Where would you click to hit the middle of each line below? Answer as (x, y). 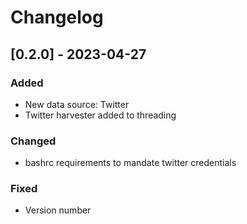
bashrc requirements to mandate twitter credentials (130, 163)
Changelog (57, 17)
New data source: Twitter (77, 104)
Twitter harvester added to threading (100, 115)
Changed (33, 141)
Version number (58, 210)
